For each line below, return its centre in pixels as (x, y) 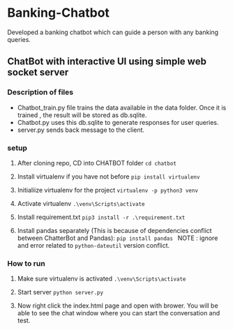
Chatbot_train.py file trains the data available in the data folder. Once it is (122, 107)
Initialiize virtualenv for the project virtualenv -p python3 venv (108, 190)
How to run (26, 263)
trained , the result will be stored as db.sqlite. (82, 115)
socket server (38, 72)
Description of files (40, 92)
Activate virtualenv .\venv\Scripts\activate (81, 203)
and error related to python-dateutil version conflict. (93, 245)
